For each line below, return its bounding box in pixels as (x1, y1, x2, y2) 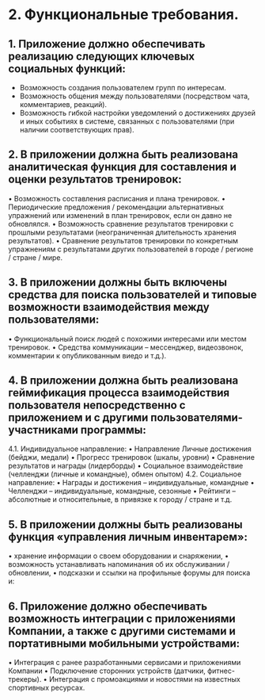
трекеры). (8, 675, 42, 684)
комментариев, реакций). (19, 100, 108, 109)
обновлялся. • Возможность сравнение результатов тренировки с (8, 219, 234, 228)
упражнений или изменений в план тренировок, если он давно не (8, 210, 233, 220)
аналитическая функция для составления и (8, 160, 237, 174)
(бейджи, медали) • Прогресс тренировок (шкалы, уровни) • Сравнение (8, 453, 256, 462)
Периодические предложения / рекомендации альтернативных (8, 202, 224, 212)
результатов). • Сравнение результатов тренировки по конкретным (8, 235, 239, 245)
